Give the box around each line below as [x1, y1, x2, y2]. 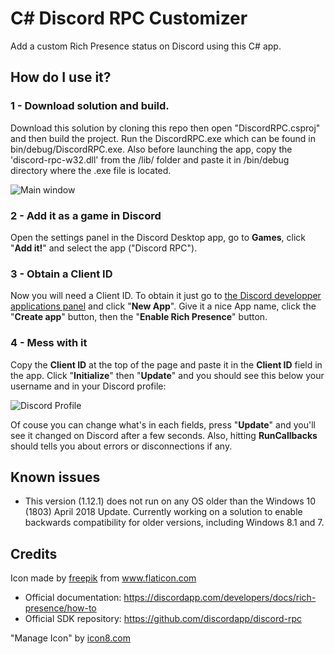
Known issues [10, 468, 101, 486]
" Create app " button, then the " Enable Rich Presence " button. [10, 311, 268, 323]
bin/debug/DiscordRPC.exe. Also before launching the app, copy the [10, 143, 293, 155]
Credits [10, 545, 58, 562]
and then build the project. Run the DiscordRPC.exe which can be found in [10, 132, 317, 144]
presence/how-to [24, 602, 97, 614]
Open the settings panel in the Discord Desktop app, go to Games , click [10, 231, 306, 243]
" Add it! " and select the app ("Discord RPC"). [10, 242, 198, 254]
